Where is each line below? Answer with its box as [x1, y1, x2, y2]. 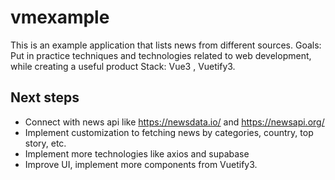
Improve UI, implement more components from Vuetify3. [24, 158, 258, 170]
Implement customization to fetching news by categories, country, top [24, 126, 314, 138]
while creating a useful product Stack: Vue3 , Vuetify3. [10, 60, 236, 72]
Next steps [10, 89, 80, 106]
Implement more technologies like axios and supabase [24, 147, 250, 160]
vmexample [10, 6, 110, 29]
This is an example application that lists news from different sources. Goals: [10, 39, 322, 51]
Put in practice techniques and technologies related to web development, [10, 49, 312, 61]
